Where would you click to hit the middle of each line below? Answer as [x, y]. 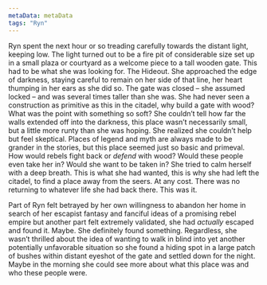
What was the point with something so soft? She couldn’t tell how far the [127, 113]
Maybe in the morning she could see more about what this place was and [129, 264]
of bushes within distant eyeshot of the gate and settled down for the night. [132, 256]
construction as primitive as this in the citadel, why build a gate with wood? [132, 105]
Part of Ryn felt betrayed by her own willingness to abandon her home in [127, 205]
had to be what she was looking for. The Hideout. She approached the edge [133, 71]
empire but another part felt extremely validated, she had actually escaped [131, 222]
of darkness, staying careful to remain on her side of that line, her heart [126, 80]
